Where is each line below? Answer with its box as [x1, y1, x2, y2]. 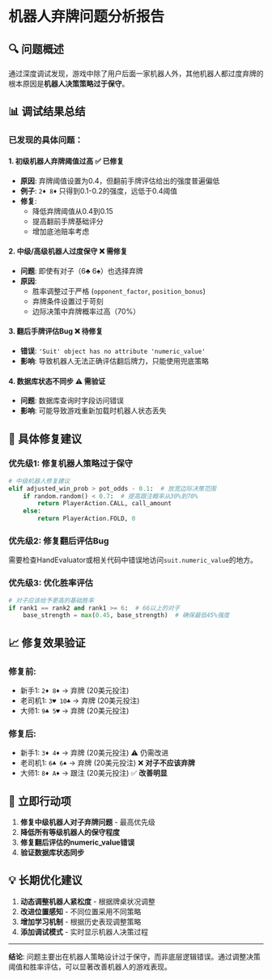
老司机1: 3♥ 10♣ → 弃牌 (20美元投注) [19, 696, 140, 705]
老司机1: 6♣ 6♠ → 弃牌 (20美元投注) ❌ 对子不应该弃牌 [19, 758, 196, 768]
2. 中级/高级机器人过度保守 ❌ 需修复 [8, 246, 128, 256]
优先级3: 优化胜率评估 [8, 577, 94, 589]
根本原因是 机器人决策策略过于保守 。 [8, 79, 130, 88]
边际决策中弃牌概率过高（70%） [32, 306, 140, 316]
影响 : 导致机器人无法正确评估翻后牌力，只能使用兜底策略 [19, 355, 209, 365]
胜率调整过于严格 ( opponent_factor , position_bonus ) [32, 286, 206, 296]
